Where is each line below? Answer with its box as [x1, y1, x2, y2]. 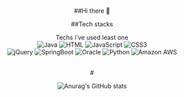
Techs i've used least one [55, 34, 129, 41]
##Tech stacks [71, 20, 113, 28]
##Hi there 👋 [73, 7, 111, 14]
